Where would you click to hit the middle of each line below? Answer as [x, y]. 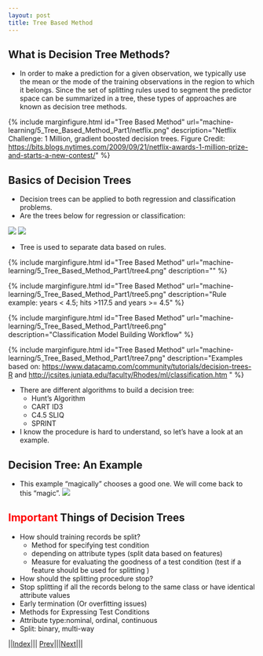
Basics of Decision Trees [70, 180]
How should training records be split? [80, 537]
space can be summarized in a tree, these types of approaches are [128, 98]
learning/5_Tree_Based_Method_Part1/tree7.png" [87, 358]
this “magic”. [40, 493]
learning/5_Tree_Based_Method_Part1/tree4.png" [88, 271]
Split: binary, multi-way [57, 629]
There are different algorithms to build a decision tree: [107, 390]
